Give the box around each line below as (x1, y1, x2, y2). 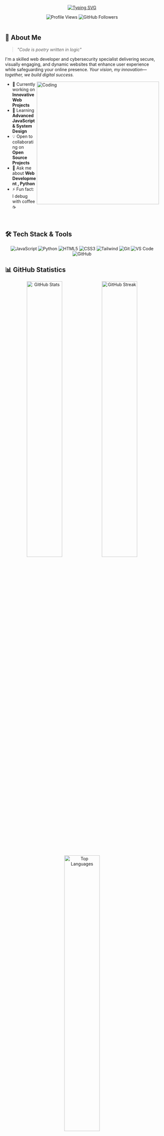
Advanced (12, 112, 34, 118)
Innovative (12, 91, 35, 98)
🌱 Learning (12, 107, 35, 113)
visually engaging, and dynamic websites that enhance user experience (5, 61, 149, 67)
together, (5, 72, 23, 78)
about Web (12, 170, 35, 176)
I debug (12, 193, 28, 199)
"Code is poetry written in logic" (17, 47, 82, 53)
